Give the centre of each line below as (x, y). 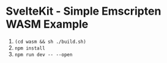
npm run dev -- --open (43, 54)
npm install (30, 48)
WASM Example (47, 24)
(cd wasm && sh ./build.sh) (50, 42)
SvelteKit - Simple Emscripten (83, 11)
